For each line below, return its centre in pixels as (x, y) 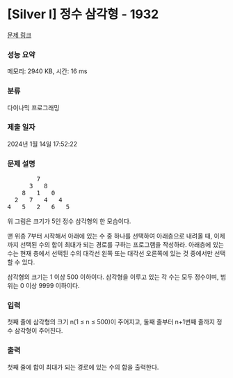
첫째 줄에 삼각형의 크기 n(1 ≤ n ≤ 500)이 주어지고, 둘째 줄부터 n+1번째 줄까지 (111, 322)
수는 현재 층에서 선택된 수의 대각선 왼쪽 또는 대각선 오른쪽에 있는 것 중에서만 (110, 254)
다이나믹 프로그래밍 (33, 107)
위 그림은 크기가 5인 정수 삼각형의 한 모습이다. (69, 221)
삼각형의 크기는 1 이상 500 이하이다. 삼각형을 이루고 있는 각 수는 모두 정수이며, (113, 277)
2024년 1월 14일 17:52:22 (42, 144)
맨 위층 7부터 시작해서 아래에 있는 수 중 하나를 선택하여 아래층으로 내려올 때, (110, 236)
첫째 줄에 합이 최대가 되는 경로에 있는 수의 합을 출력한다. (83, 367)
